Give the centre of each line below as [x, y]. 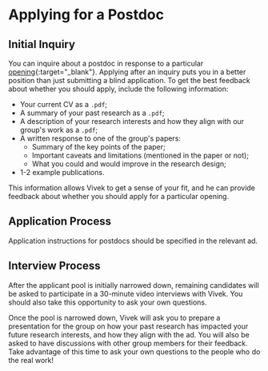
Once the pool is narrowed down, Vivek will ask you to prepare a [114, 317]
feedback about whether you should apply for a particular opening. [119, 196]
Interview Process [55, 266]
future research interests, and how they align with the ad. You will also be [129, 334]
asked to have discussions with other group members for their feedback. [128, 343]
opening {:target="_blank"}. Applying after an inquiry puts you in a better [127, 72]
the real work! [31, 360]
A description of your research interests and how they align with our [132, 121]
